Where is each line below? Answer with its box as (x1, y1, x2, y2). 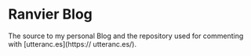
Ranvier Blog (8, 5, 93, 23)
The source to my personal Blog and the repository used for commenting (8, 31, 244, 40)
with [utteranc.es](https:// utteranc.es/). (8, 39, 137, 48)
